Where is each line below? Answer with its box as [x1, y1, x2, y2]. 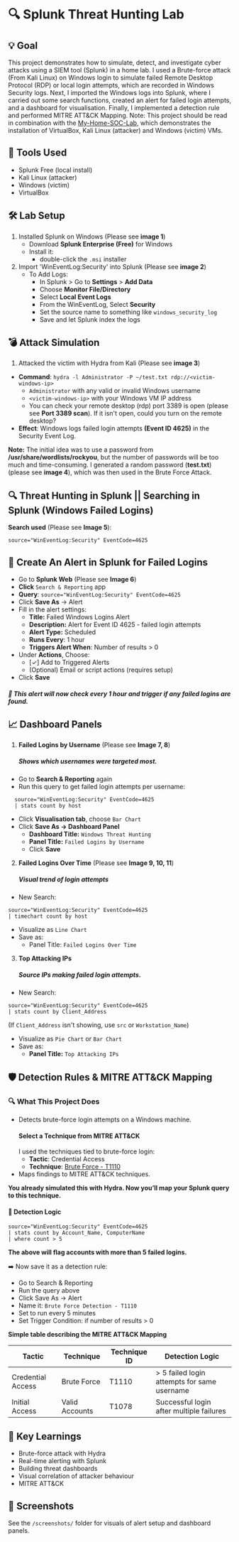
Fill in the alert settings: [18, 605, 87, 614]
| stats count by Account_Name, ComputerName [8, 1229, 145, 1237]
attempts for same [155, 1377, 217, 1386]
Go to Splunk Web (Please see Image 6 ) [18, 575, 137, 584]
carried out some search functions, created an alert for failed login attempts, [8, 96, 231, 104]
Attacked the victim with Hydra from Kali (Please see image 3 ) [18, 359, 201, 367]
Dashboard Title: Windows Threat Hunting [28, 830, 152, 839]
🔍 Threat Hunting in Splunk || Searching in [8, 489, 201, 501]
